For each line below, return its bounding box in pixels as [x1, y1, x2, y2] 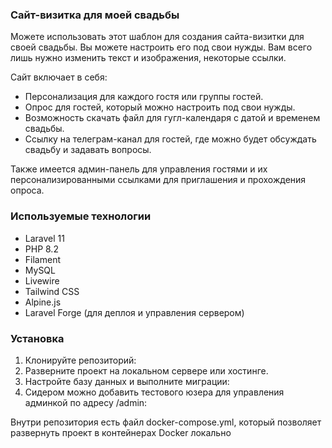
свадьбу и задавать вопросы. [24, 144, 152, 156]
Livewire [24, 274, 60, 287]
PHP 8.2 [24, 243, 59, 255]
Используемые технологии [10, 209, 152, 223]
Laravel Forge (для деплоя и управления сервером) [24, 306, 245, 318]
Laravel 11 [24, 232, 65, 244]
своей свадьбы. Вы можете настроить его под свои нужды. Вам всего [10, 41, 313, 53]
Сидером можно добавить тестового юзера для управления [24, 386, 285, 398]
